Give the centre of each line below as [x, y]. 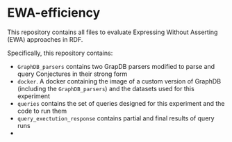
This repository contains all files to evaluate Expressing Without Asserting [113, 32]
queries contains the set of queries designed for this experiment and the [121, 103]
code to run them [42, 111]
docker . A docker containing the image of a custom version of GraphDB [119, 81]
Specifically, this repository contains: [60, 53]
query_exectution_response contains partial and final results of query [116, 118]
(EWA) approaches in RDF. [45, 39]
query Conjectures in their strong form [72, 74]
